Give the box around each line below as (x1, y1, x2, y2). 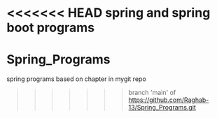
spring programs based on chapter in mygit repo (6, 75, 146, 83)
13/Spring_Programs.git (128, 103, 197, 112)
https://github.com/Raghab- (128, 96, 209, 104)
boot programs (6, 20, 95, 36)
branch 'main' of (128, 89, 176, 97)
